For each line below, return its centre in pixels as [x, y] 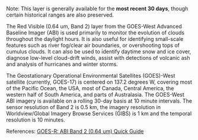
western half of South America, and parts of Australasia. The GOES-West [95, 95]
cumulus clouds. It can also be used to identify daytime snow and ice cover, [99, 52]
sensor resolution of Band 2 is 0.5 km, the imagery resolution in [84, 107]
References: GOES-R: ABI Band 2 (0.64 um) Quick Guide [75, 131]
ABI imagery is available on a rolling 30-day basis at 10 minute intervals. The [99, 101]
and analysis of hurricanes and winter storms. [62, 64]
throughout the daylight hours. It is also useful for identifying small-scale [95, 39]
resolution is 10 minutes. [36, 120]
